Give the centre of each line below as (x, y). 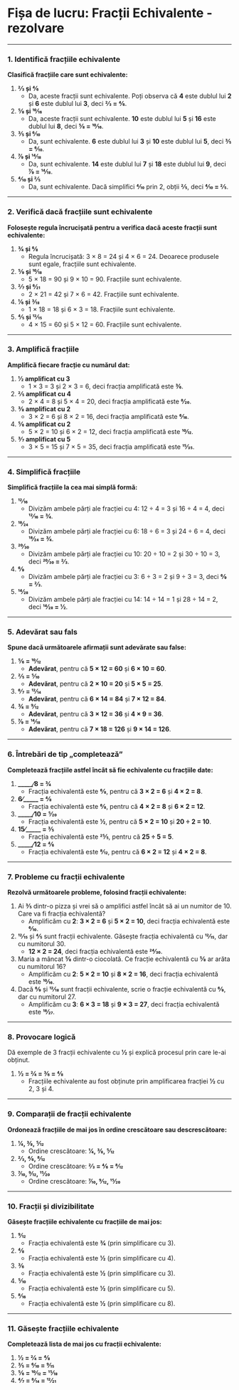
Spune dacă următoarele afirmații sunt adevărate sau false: (97, 647)
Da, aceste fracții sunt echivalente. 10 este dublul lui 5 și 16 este (122, 119)
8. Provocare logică (42, 1036)
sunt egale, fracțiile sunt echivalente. (82, 264)
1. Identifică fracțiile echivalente (64, 59)
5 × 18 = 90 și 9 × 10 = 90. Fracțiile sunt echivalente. (105, 279)
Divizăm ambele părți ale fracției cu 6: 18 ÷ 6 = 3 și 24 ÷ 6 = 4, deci (127, 531)
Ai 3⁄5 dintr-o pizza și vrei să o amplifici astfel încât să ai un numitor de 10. (124, 906)
